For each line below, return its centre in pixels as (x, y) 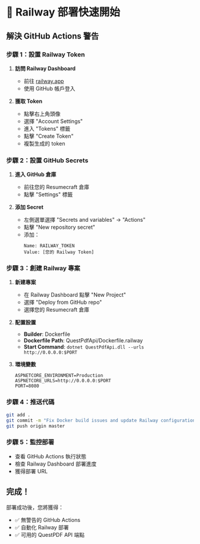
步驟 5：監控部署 (30, 442)
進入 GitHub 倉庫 (35, 174)
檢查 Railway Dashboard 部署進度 (56, 464)
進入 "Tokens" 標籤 (47, 128)
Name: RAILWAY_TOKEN (49, 246)
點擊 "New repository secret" (59, 227)
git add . (18, 415)
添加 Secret (29, 207)
